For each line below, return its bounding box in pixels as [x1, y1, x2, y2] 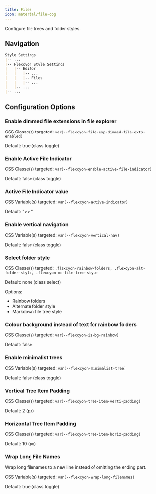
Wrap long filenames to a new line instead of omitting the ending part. [5, 464, 147, 470]
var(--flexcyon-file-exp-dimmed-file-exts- [55, 130, 146, 134]
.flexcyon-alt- [114, 266, 146, 271]
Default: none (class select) [5, 279, 61, 285]
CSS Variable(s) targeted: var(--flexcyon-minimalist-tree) [5, 365, 126, 371]
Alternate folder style [12, 303, 56, 309]
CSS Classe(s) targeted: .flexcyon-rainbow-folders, [5, 265, 112, 271]
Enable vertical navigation [5, 221, 69, 228]
